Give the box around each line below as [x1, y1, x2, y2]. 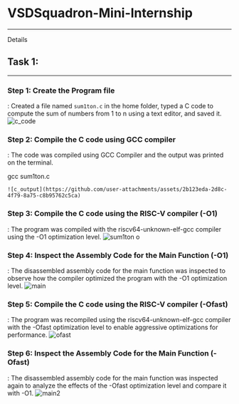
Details [7, 35, 28, 43]
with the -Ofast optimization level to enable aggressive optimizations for [7, 323, 218, 332]
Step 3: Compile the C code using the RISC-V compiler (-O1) [7, 209, 218, 219]
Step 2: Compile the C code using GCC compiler [7, 134, 176, 144]
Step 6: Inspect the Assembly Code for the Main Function [7, 348, 209, 358]
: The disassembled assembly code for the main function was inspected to [7, 266, 226, 275]
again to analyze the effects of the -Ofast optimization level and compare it [7, 381, 227, 390]
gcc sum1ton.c [7, 172, 50, 181]
